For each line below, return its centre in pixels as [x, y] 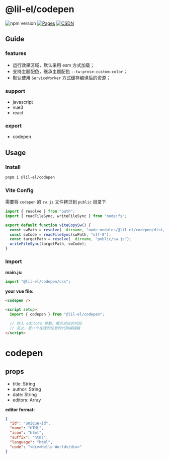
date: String [25, 395]
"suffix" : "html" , [29, 437]
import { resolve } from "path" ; [40, 212]
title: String [24, 383]
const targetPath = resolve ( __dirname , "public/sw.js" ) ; [71, 239]
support [15, 91]
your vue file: [19, 291]
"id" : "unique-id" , [30, 423]
